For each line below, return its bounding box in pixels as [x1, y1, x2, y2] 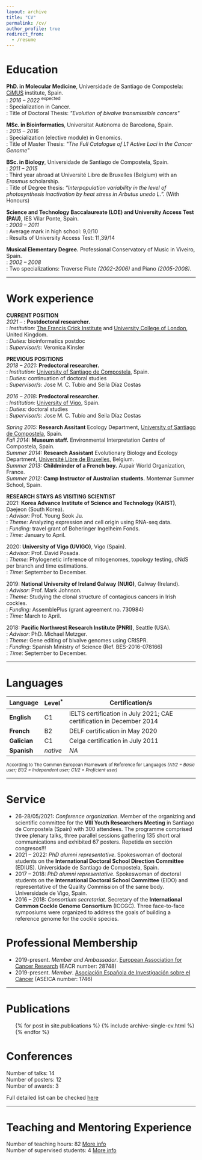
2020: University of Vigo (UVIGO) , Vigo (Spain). [6, 543, 126, 550]
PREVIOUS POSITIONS [6, 355, 64, 362]
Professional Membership [6, 936, 138, 950]
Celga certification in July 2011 [69, 736, 159, 745]
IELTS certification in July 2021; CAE [69, 709, 173, 718]
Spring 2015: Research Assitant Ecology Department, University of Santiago [6, 423, 196, 431]
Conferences [6, 1049, 73, 1063]
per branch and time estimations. [6, 562, 88, 569]
